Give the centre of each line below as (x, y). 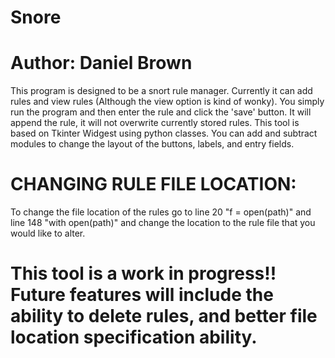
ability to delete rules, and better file (164, 316)
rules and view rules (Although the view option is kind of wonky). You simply (167, 102)
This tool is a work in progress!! (143, 273)
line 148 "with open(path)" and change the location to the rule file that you (163, 223)
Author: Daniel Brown (101, 63)
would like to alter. (48, 233)
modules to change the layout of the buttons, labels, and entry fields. (152, 144)
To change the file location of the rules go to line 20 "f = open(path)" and (161, 212)
